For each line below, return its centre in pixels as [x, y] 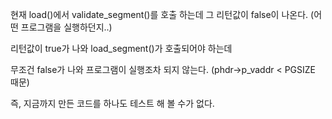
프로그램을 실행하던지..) [66, 27]
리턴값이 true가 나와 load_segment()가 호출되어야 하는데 [121, 48]
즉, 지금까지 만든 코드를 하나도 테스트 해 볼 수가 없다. [112, 103]
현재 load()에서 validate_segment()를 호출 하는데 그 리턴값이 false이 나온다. [159, 14]
